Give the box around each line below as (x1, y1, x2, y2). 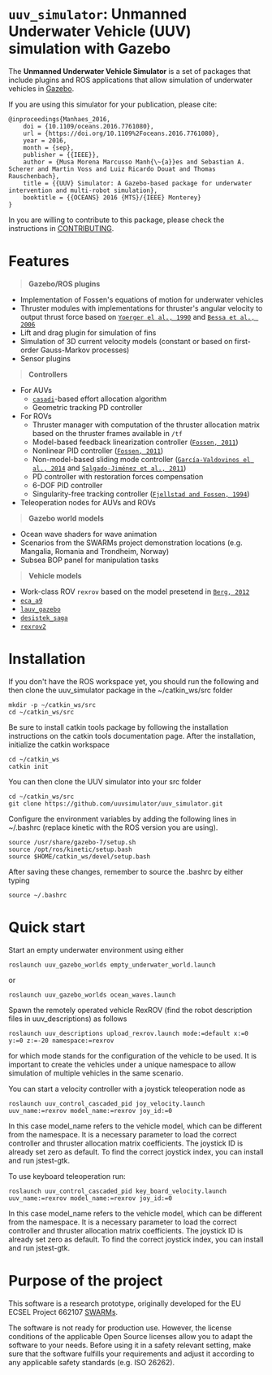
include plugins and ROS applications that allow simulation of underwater (8, 75, 253, 85)
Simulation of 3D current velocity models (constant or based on (19, 336, 233, 346)
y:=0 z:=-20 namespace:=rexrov (8, 1037, 114, 1045)
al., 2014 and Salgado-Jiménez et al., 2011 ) (32, 463, 187, 473)
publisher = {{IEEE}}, (23, 151, 100, 159)
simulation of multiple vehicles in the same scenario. (8, 1067, 184, 1078)
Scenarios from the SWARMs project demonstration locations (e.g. (19, 538, 243, 548)
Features (8, 252, 70, 271)
